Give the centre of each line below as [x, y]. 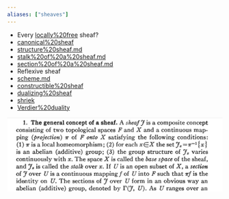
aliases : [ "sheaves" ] [38, 14]
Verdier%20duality [43, 107]
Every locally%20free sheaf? [58, 35]
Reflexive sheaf [39, 71]
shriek [26, 100]
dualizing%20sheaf [44, 93]
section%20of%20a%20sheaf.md [65, 64]
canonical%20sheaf [45, 42]
